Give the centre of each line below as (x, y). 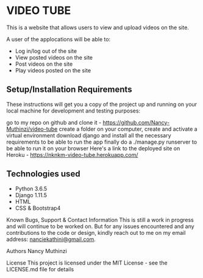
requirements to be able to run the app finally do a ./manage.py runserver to (101, 142)
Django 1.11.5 (31, 195)
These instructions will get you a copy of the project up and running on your (101, 104)
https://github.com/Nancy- (136, 122)
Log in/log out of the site (46, 51)
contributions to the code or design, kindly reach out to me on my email (96, 232)
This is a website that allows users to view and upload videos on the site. (98, 27)
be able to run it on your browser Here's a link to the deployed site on (93, 148)
